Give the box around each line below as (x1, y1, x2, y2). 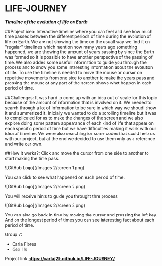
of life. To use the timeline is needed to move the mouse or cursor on (5, 69, 143, 75)
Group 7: (5, 232, 23, 237)
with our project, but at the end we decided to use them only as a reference (5, 135, 156, 141)
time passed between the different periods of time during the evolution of (5, 33, 151, 39)
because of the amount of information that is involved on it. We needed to (5, 100, 152, 105)
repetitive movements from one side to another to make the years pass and (5, 75, 155, 81)
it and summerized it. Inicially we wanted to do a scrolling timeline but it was (5, 110, 156, 116)
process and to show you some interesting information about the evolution (5, 64, 153, 70)
